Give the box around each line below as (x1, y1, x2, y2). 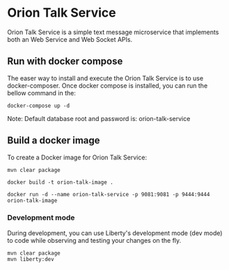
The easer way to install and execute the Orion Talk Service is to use (7, 74, 204, 82)
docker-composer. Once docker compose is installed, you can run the (7, 81, 208, 90)
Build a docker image (7, 134, 100, 147)
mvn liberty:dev (7, 255, 54, 262)
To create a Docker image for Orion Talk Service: (7, 153, 148, 161)
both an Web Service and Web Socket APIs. (7, 35, 133, 43)
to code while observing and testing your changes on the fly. (7, 236, 182, 244)
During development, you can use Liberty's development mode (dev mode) (7, 228, 223, 237)
